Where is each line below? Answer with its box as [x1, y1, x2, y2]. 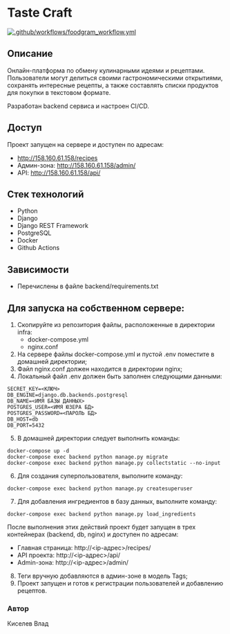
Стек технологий [7, 188, 84, 200]
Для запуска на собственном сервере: [7, 302, 185, 314]
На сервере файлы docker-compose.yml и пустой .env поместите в [17, 350, 215, 358]
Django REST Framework [17, 222, 88, 230]
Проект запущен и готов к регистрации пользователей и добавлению [17, 579, 224, 587]
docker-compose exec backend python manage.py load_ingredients [7, 511, 196, 518]
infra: [17, 328, 32, 336]
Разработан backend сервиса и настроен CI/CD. [7, 102, 150, 110]
